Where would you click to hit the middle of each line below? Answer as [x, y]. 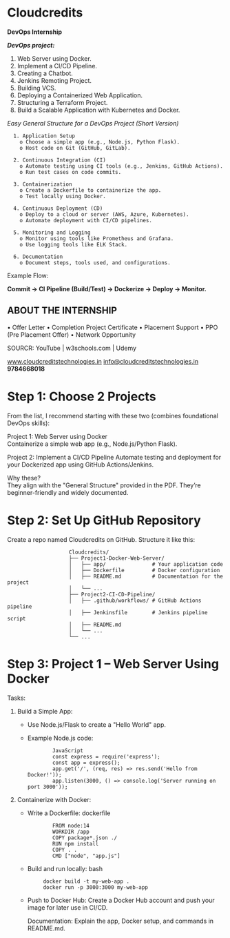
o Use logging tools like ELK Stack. [74, 244]
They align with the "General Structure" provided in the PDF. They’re [104, 485]
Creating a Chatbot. [45, 73]
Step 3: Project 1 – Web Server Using [113, 664]
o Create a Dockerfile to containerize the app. [91, 190]
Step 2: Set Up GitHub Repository [104, 520]
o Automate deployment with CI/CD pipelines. [86, 220]
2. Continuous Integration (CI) [60, 160]
